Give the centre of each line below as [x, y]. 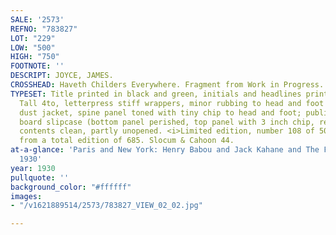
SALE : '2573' [37, 19]
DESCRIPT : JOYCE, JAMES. [62, 76]
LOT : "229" [33, 38]
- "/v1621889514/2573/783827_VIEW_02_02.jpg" [106, 206]
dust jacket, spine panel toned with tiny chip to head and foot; [160, 112]
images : [26, 196]
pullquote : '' [40, 177]
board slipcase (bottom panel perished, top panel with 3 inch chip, [167, 122]
